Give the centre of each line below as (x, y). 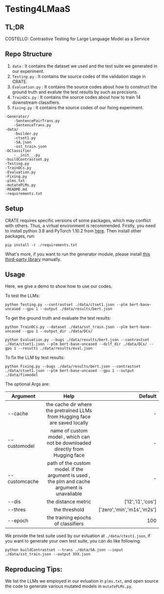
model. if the (69, 469)
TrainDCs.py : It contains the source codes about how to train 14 (76, 97)
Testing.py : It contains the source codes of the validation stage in (79, 76)
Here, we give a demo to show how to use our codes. (59, 286)
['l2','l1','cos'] (140, 502)
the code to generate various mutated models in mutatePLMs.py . (69, 586)
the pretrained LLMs (69, 411)
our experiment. (28, 71)
